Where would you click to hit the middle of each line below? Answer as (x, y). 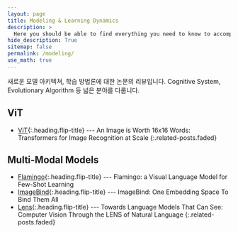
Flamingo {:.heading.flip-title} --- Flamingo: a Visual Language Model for (123, 177)
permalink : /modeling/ (41, 54)
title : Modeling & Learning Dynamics (63, 21)
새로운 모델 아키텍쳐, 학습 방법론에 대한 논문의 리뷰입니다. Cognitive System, (114, 81)
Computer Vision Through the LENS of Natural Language (101, 215)
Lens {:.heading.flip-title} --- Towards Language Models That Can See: (120, 207)
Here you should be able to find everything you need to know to (112, 34)
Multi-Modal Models (53, 159)
